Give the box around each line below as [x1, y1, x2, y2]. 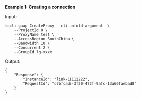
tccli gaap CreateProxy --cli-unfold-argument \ [5, 23, 110, 28]
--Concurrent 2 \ [14, 45, 50, 50]
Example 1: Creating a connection [5, 4, 76, 10]
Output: [5, 58, 21, 64]
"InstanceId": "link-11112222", [23, 77, 90, 82]
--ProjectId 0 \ [14, 28, 48, 33]
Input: [5, 14, 17, 19]
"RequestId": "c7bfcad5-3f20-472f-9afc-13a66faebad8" [23, 81, 137, 86]
